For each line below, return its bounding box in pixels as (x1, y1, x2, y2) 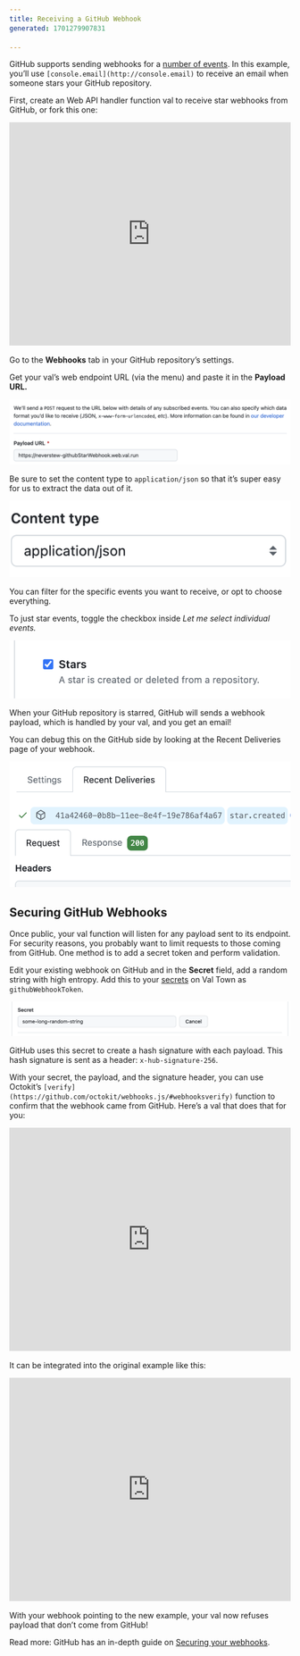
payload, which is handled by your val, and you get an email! (9, 717, 232, 728)
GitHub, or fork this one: (9, 105, 98, 115)
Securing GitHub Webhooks (9, 905, 168, 920)
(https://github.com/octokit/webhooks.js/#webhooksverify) (9, 1092, 234, 1102)
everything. (9, 596, 52, 606)
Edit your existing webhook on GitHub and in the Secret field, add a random (9, 965, 288, 975)
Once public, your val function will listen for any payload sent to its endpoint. (9, 928, 291, 939)
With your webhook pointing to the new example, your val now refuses (9, 1610, 270, 1621)
